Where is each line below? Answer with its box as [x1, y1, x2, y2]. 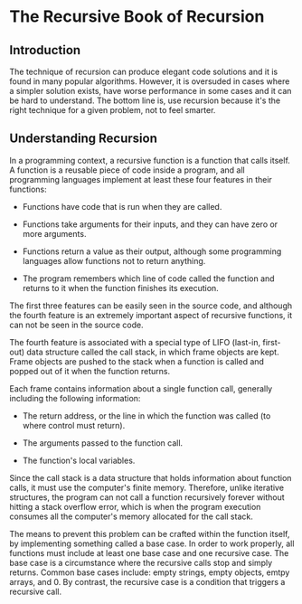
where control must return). [22, 420, 126, 430]
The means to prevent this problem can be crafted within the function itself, [9, 528, 290, 539]
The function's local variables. [22, 455, 136, 466]
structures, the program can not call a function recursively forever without [9, 491, 285, 503]
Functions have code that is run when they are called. [22, 201, 222, 212]
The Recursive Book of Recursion [9, 6, 265, 27]
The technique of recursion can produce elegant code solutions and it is [9, 66, 278, 77]
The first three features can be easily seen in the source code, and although [9, 300, 292, 311]
